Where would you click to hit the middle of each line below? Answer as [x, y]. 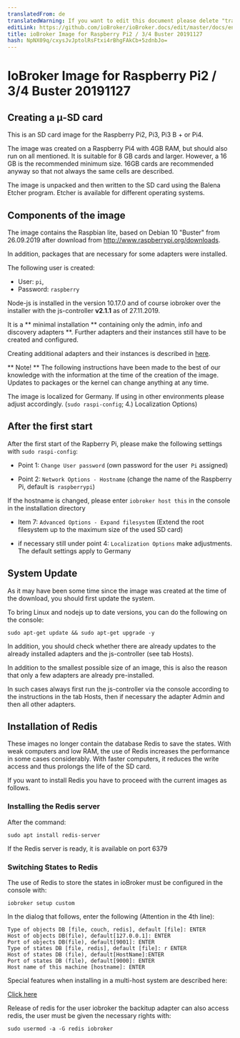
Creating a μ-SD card [55, 118]
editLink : [22, 27]
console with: [27, 890]
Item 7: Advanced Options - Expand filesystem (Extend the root [111, 522]
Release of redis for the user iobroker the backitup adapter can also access [118, 1008]
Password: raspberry [49, 289]
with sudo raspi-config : [43, 451]
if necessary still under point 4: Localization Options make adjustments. [125, 543]
